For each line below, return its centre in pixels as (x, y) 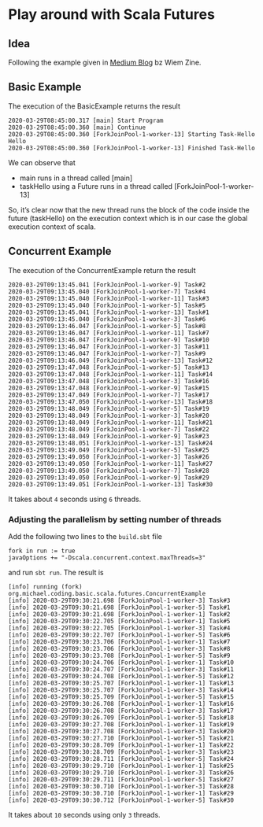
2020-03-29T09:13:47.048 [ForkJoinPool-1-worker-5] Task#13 (109, 367)
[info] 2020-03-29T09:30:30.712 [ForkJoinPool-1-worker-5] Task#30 (121, 800)
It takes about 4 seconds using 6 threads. (75, 499)
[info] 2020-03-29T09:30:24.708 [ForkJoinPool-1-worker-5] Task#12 (121, 676)
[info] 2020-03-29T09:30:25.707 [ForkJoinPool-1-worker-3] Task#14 (121, 690)
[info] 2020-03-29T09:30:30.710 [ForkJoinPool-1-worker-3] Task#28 (121, 786)
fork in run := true (42, 551)
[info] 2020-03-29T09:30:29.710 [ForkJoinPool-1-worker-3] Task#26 (121, 773)
